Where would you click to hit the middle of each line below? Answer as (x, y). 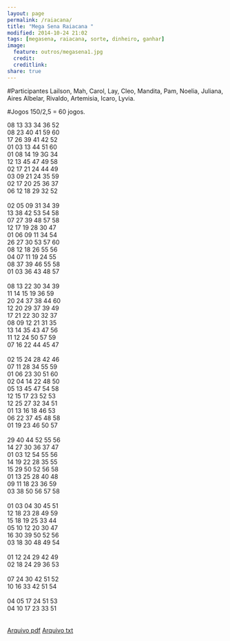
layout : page (26, 13)
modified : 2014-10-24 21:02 (48, 33)
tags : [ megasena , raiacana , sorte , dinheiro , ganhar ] (86, 39)
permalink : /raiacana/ (40, 20)
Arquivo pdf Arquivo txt (40, 630)
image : (17, 45)
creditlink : (31, 65)
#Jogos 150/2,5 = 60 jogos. (46, 112)
